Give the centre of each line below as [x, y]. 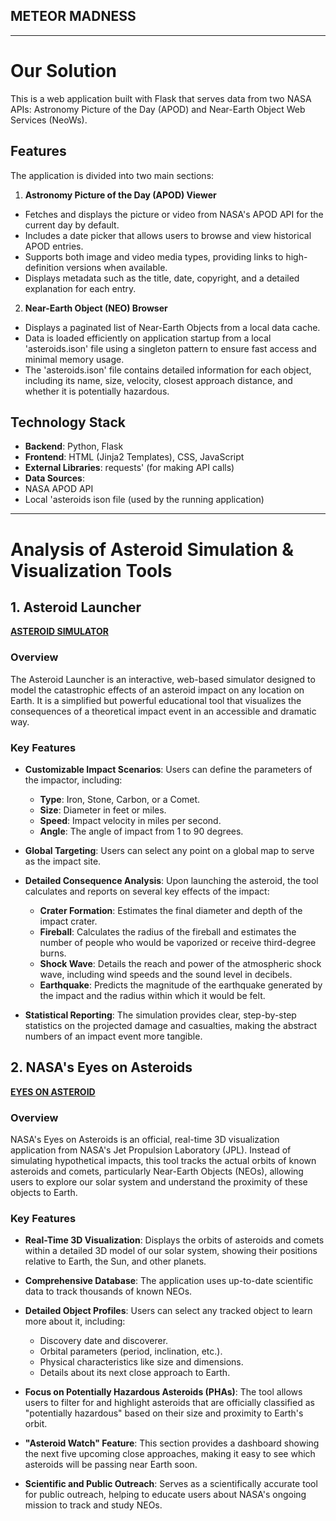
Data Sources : [54, 478]
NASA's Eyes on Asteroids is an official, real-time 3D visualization [145, 1140]
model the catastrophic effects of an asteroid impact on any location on [157, 690]
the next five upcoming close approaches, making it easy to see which [170, 1454]
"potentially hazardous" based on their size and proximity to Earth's [164, 1413]
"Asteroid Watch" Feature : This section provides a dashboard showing [172, 1443]
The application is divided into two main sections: [112, 175]
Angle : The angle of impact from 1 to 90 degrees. [141, 831]
